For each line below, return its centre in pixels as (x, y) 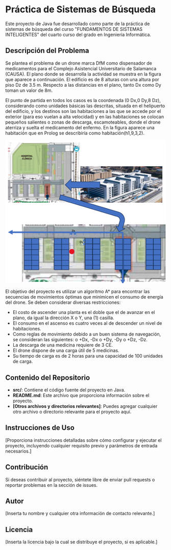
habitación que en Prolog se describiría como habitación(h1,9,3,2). (75, 133)
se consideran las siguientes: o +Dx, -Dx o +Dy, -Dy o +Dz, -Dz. (80, 340)
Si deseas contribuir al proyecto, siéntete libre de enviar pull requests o (80, 479)
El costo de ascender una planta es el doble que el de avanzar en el (84, 312)
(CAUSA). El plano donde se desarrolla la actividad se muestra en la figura (83, 74)
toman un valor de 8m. (29, 90)
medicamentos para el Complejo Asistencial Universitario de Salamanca (81, 68)
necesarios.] (18, 451)
